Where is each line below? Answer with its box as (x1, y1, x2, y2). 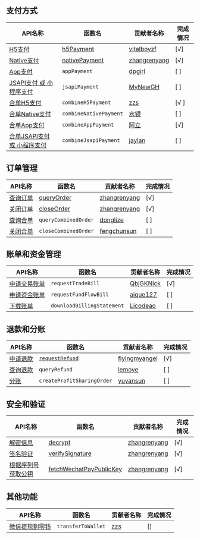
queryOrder (39, 193, 72, 201)
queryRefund (39, 366, 73, 373)
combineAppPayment (62, 121, 114, 128)
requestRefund (39, 355, 79, 362)
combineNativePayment (62, 110, 123, 117)
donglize (99, 216, 124, 224)
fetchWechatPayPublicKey (48, 465, 123, 474)
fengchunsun (99, 226, 137, 235)
